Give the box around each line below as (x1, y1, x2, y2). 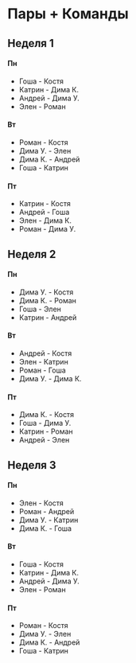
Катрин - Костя (18, 199, 71, 209)
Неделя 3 (7, 458, 56, 472)
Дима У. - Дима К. (18, 373, 82, 383)
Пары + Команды (7, 5, 129, 23)
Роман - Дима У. (18, 224, 76, 234)
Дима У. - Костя (18, 287, 74, 297)
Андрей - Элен (18, 435, 70, 445)
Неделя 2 (7, 248, 56, 261)
